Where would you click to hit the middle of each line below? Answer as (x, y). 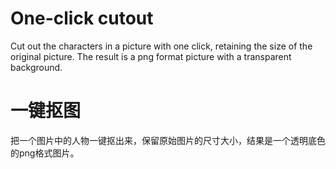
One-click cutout (82, 18)
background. (36, 67)
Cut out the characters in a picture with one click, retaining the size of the (161, 46)
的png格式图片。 (45, 153)
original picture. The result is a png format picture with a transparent (151, 56)
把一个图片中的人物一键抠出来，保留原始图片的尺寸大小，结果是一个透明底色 (168, 140)
